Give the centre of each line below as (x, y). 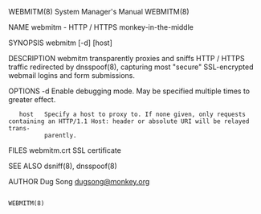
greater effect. (32, 99)
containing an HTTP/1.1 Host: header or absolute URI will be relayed (129, 121)
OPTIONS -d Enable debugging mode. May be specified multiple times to (129, 91)
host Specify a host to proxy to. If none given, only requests (133, 114)
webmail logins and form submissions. (71, 75)
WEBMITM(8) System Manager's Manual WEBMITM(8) (99, 12)
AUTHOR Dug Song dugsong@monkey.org (79, 181)
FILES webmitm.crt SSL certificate (65, 150)
